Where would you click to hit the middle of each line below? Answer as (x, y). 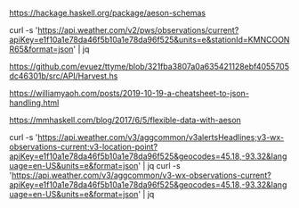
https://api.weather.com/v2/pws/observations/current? (138, 30)
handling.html (34, 103)
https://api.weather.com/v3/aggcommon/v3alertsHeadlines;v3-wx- (161, 137)
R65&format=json (41, 49)
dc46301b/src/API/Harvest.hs (64, 76)
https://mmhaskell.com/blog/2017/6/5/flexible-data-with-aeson (125, 120)
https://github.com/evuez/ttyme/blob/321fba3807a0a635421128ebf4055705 (149, 67)
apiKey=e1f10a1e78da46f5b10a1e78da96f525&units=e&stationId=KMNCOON (149, 40)
